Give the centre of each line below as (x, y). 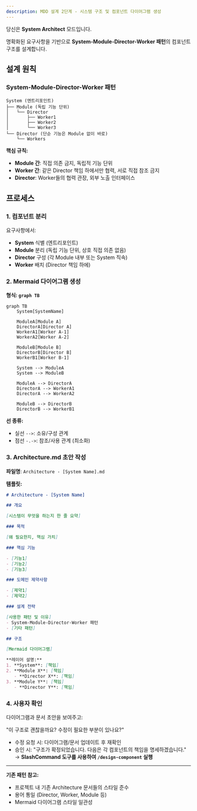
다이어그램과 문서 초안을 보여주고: (45, 717)
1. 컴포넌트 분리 (26, 216)
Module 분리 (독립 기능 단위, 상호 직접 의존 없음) (70, 250)
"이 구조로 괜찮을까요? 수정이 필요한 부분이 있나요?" (65, 729)
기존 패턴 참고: (23, 775)
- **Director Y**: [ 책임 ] (44, 687)
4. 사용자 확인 (24, 704)
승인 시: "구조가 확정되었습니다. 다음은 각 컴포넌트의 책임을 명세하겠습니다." (100, 749)
